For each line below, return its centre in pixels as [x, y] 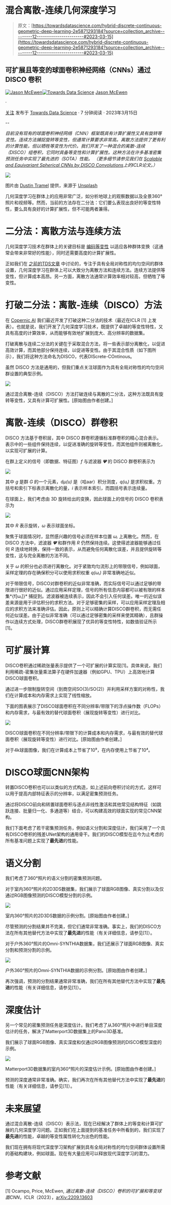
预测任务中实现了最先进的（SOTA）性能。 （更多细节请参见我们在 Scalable [84, 159]
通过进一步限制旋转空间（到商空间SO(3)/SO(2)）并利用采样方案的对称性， [83, 689]
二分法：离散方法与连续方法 [63, 231]
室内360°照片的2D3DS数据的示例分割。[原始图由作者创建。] [67, 916]
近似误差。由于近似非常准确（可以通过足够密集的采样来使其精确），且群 [84, 615]
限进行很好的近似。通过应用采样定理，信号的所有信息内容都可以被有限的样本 [85, 590]
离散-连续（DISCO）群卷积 [61, 422]
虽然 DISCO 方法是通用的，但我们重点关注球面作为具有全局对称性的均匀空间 [84, 367]
